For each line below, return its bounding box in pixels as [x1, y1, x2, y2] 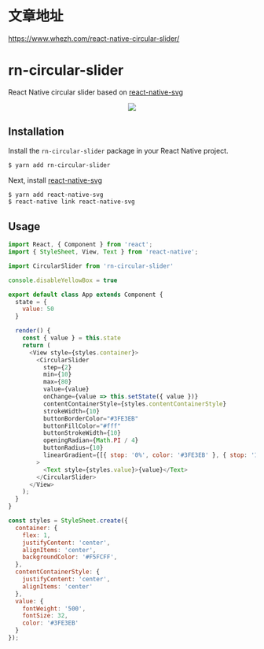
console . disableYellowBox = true [8, 276, 118, 284]
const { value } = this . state [22, 334, 122, 342]
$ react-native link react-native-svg [8, 198, 135, 206]
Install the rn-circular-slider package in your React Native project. [8, 146, 229, 155]
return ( [22, 341, 51, 349]
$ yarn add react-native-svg [8, 191, 104, 198]
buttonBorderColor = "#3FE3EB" [42, 414, 139, 422]
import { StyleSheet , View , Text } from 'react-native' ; [8, 248, 199, 256]
